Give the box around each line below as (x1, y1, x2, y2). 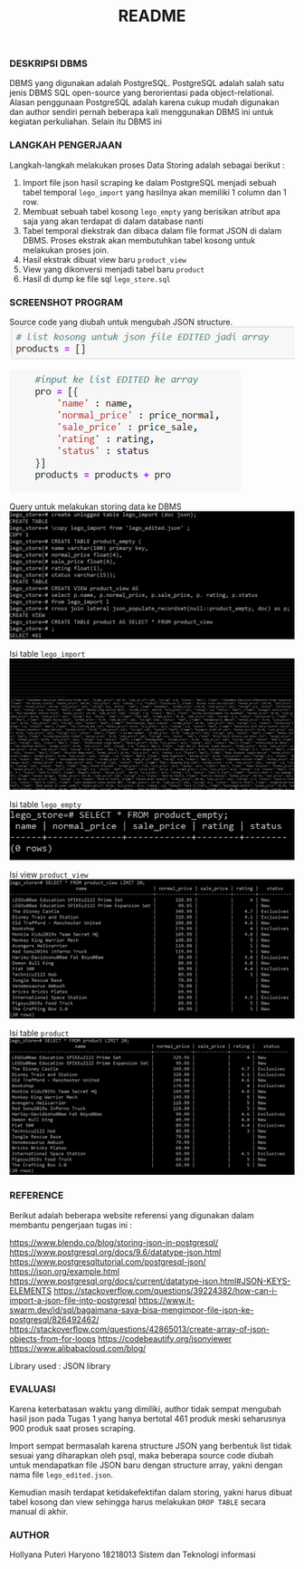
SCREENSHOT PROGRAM (9, 295, 124, 308)
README (118, 5, 186, 26)
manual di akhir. (9, 1506, 69, 1516)
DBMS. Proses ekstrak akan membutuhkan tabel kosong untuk (22, 235, 256, 245)
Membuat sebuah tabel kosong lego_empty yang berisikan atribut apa (22, 206, 280, 217)
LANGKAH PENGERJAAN (9, 139, 122, 151)
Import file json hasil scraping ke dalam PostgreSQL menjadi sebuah (22, 177, 277, 188)
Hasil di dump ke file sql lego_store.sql (22, 273, 171, 284)
